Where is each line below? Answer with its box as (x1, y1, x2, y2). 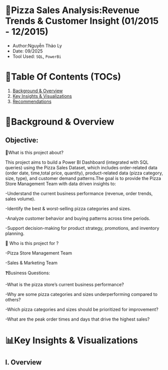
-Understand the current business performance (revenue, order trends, (5, 190, 153, 196)
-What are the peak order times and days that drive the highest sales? (5, 316, 150, 322)
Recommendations (12, 98, 52, 104)
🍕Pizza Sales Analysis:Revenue (5, 5, 140, 16)
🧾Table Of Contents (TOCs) (5, 71, 121, 83)
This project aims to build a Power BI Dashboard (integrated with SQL (5, 159, 149, 165)
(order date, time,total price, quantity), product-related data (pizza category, (5, 170, 163, 176)
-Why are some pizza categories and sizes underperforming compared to (5, 291, 157, 297)
